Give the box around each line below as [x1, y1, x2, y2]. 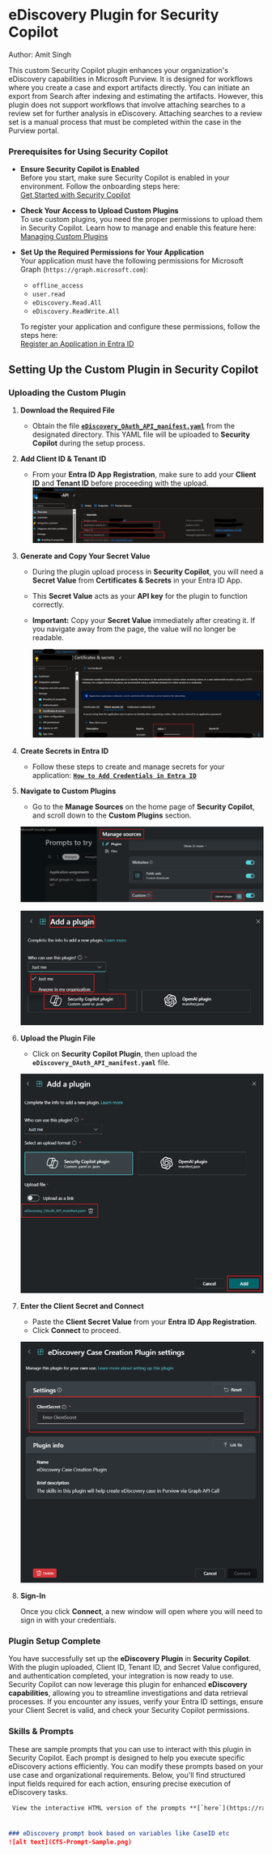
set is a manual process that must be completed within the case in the [8, 117, 241, 126]
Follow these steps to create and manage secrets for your [32, 762, 225, 771]
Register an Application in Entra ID [19, 339, 134, 349]
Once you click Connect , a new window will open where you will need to [19, 1607, 263, 1617]
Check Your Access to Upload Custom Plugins [19, 206, 179, 216]
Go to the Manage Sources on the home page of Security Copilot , [32, 802, 255, 812]
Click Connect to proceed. [32, 1325, 121, 1335]
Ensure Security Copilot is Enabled [19, 164, 140, 174]
